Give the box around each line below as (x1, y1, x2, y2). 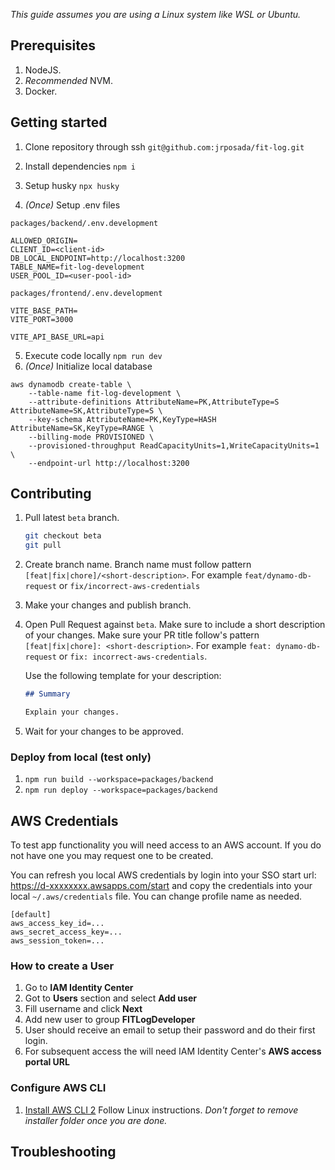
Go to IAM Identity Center (24, 982, 134, 994)
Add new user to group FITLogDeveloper (24, 1014, 196, 1026)
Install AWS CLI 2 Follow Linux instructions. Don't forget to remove (24, 1104, 299, 1116)
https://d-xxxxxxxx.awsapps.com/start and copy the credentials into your (10, 880, 313, 892)
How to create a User (10, 959, 115, 973)
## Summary (24, 689, 71, 699)
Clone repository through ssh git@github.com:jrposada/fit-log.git (24, 140, 305, 153)
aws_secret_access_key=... (10, 927, 123, 938)
